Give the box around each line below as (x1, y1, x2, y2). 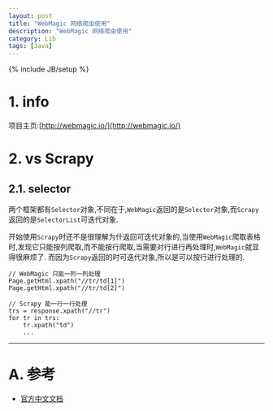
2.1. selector (8, 182, 71, 196)
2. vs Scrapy (8, 149, 94, 168)
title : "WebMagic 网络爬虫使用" (8, 19, 111, 28)
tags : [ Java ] (8, 42, 53, 50)
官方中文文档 (19, 394, 63, 403)
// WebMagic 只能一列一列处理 (8, 270, 102, 279)
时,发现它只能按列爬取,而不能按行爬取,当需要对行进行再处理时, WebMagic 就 (8, 242, 253, 252)
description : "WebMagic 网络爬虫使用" (8, 27, 132, 35)
